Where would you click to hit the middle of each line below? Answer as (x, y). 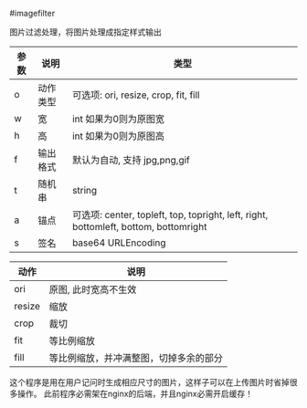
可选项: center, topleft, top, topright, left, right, (170, 215)
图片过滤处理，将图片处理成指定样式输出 (85, 32)
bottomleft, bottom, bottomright (139, 227)
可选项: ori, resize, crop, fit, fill (136, 95)
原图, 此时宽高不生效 (93, 289)
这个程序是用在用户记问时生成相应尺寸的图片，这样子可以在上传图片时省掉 (149, 382)
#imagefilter (32, 13)
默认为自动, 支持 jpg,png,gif (131, 160)
